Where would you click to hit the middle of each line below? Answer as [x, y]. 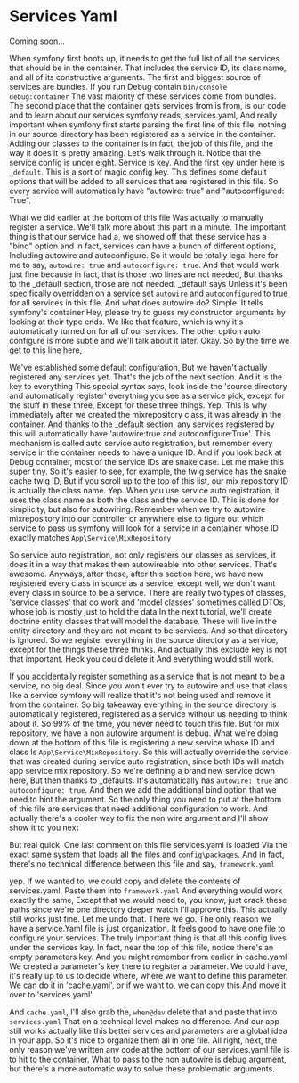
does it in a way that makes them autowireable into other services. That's [143, 564]
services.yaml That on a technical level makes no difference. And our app [145, 1021]
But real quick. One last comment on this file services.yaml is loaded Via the [148, 844]
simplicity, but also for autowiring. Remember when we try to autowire [137, 509]
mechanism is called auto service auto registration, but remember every [141, 443]
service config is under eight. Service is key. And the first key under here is [147, 162]
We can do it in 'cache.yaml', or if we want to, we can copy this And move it [148, 985]
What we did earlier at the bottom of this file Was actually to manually [137, 217]
